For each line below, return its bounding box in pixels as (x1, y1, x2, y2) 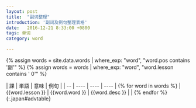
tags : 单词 (6, 30, 31, 36)
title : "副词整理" (6, 14, 50, 20)
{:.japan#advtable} (6, 95, 51, 102)
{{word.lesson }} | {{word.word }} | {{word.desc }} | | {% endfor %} (6, 89, 168, 96)
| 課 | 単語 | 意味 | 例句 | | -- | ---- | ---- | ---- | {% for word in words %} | (6, 82, 181, 89)
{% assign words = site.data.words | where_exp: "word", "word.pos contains (6, 57, 190, 64)
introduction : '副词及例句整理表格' (6, 19, 88, 25)
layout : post (6, 8, 38, 15)
